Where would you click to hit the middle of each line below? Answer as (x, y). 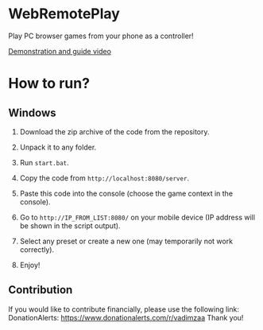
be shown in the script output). (70, 225)
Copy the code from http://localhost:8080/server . (104, 178)
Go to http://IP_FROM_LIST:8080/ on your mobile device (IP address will (137, 217)
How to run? (49, 83)
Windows (32, 113)
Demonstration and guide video (60, 51)
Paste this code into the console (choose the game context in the (126, 193)
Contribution (41, 290)
